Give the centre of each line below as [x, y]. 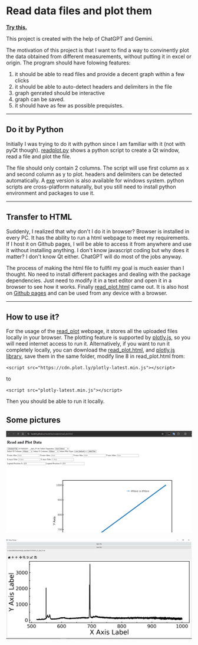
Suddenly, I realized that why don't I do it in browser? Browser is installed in [98, 231]
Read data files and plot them [79, 11]
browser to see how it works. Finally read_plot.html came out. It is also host [98, 286]
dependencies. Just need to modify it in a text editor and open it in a [89, 280]
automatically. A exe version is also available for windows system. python [95, 180]
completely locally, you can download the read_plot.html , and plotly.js [90, 350]
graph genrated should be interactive [60, 93]
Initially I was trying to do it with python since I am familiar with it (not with [96, 144]
